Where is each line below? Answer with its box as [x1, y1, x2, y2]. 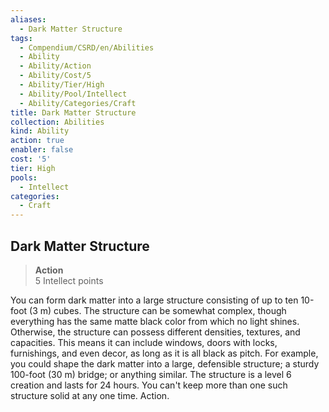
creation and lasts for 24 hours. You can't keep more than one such [10, 379, 288, 391]
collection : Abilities [10, 117, 105, 127]
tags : [10, 33, 33, 43]
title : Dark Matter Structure [10, 107, 137, 118]
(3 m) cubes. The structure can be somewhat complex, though [29, 304, 287, 316]
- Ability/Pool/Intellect [19, 89, 128, 99]
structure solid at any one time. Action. [10, 389, 170, 401]
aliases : [10, 14, 47, 25]
